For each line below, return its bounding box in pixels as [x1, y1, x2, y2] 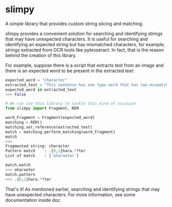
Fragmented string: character [5, 143, 70, 149]
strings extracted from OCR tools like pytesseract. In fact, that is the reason [5, 47, 164, 53]
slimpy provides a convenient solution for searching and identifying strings [5, 30, 163, 36]
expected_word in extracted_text [5, 87, 77, 92]
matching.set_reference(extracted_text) [5, 125, 93, 130]
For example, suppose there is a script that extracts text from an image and [5, 62, 164, 68]
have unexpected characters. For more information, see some [5, 191, 136, 198]
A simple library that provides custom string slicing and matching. [5, 20, 144, 27]
